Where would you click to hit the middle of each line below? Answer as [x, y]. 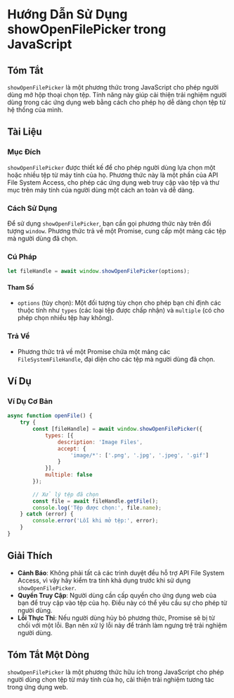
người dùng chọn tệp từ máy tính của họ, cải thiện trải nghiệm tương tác [111, 679]
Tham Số [21, 287]
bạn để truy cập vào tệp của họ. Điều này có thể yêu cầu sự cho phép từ [122, 603]
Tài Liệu [25, 132]
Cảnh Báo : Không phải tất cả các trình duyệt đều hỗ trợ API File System [121, 573]
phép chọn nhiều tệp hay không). [65, 318]
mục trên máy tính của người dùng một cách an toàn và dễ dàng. [101, 190]
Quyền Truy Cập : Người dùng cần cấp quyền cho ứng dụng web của [117, 595]
